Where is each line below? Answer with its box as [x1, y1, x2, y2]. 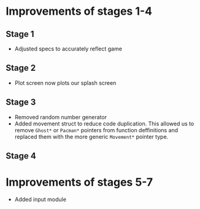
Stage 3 [6, 97, 36, 108]
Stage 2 [6, 63, 36, 73]
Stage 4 [6, 151, 36, 161]
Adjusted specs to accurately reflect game [14, 45, 122, 52]
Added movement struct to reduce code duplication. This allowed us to [14, 120, 194, 127]
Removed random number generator [14, 113, 107, 120]
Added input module [14, 195, 67, 203]
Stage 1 [6, 29, 34, 39]
